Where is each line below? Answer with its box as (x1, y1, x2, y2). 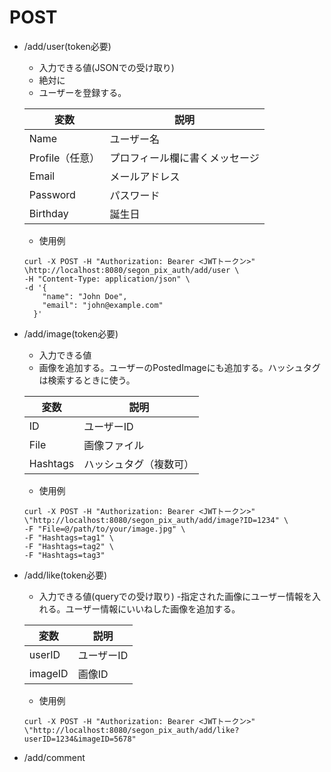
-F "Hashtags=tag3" (23, 550, 106, 560)
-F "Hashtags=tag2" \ (23, 541, 114, 551)
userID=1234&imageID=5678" (23, 734, 137, 744)
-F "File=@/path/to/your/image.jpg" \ (23, 524, 186, 534)
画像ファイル (83, 438, 145, 452)
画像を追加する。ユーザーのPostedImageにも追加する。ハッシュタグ (38, 361, 321, 373)
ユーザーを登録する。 (38, 86, 127, 98)
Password (28, 187, 76, 201)
